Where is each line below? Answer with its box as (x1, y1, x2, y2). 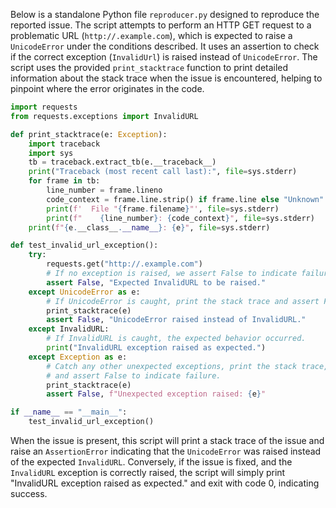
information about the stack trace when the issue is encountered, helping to (10, 72, 323, 84)
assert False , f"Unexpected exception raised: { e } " (46, 389, 267, 399)
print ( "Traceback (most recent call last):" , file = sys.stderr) (28, 167, 298, 177)
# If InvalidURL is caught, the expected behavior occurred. (46, 334, 307, 344)
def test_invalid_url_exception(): (10, 240, 159, 251)
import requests (10, 102, 78, 112)
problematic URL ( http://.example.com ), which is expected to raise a (10, 30, 293, 41)
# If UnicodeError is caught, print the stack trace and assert (46, 296, 320, 306)
